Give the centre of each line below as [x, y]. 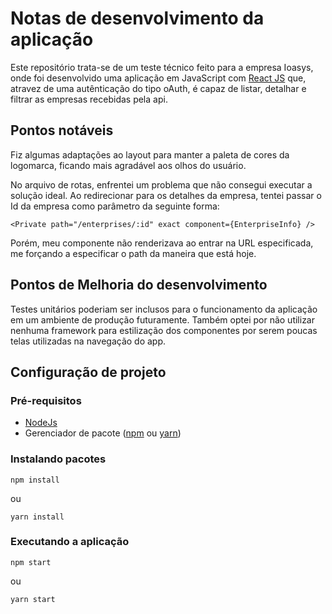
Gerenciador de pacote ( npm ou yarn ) [103, 433]
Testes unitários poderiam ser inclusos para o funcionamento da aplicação [164, 309]
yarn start [33, 599]
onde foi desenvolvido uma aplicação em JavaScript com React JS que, [158, 78]
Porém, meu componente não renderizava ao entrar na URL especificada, [162, 243]
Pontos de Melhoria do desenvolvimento [139, 285]
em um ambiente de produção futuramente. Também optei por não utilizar [162, 319]
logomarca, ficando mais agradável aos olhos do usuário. [128, 165]
